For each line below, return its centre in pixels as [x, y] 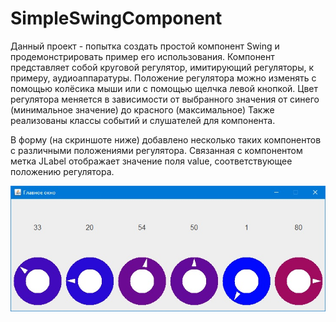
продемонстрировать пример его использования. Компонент [142, 56]
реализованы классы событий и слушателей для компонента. [143, 120]
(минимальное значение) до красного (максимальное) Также [142, 109]
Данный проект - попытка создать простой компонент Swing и [145, 46]
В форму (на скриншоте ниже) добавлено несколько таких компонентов [166, 139]
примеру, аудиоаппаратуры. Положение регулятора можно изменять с [163, 78]
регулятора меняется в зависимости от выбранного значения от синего [165, 99]
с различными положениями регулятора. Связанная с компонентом [156, 150]
